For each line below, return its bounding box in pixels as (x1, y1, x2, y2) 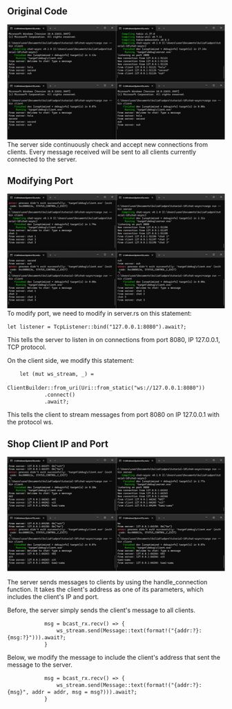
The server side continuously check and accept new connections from (7, 140, 209, 148)
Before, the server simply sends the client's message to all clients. (7, 606, 195, 615)
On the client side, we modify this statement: (7, 357, 135, 365)
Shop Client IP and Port (7, 438, 108, 449)
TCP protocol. (7, 343, 47, 352)
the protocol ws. (7, 418, 54, 427)
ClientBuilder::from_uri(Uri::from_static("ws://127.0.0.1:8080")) (7, 384, 206, 392)
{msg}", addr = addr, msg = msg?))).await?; (7, 689, 137, 696)
